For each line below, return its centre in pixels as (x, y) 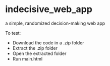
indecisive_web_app (49, 9)
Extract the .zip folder (35, 48)
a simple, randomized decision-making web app (55, 23)
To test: (13, 33)
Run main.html (27, 58)
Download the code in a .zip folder (48, 43)
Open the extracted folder (39, 53)
